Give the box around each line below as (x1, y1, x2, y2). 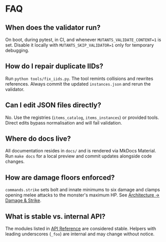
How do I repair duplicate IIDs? (5, 62, 104, 71)
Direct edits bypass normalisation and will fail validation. (5, 119, 122, 126)
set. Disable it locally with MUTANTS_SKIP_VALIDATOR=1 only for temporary (5, 42, 154, 48)
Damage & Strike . (5, 197, 41, 204)
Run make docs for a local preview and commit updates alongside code (5, 153, 152, 159)
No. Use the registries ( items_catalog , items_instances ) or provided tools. (5, 114, 159, 120)
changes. (5, 158, 25, 165)
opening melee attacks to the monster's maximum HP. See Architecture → (5, 192, 160, 198)
